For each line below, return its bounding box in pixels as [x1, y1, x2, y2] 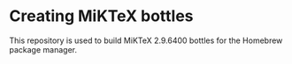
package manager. [9, 44, 78, 54]
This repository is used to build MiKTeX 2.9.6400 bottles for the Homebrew [9, 35, 283, 46]
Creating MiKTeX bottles [9, 6, 194, 26]
